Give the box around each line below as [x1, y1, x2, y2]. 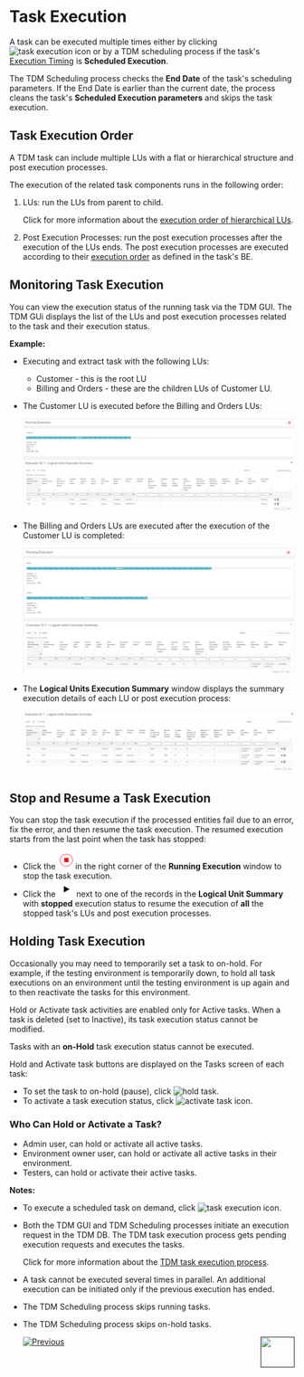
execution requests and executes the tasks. [22, 1239, 185, 1250]
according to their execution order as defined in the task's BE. [22, 251, 253, 261]
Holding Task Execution [9, 934, 146, 949]
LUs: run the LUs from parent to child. [22, 196, 164, 207]
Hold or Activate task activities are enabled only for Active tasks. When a [9, 1004, 281, 1015]
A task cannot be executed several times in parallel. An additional [22, 1274, 266, 1286]
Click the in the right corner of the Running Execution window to [22, 861, 282, 872]
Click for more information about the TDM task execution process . [22, 1257, 270, 1268]
